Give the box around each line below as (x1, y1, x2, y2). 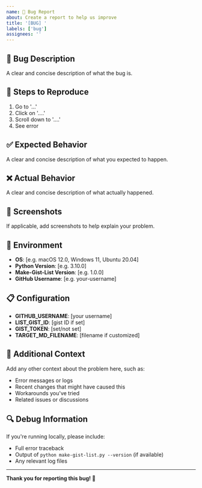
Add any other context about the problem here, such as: (6, 365, 145, 372)
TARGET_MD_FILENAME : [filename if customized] (14, 331, 140, 339)
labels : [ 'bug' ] (6, 25, 47, 32)
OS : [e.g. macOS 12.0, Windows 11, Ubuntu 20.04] (14, 256, 139, 263)
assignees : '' (6, 31, 42, 37)
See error (14, 122, 39, 130)
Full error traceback (14, 445, 64, 452)
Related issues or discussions (14, 396, 89, 403)
